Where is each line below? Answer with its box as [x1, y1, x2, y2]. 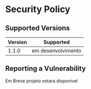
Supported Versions [5, 24, 70, 32]
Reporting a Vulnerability [5, 64, 86, 73]
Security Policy [5, 4, 71, 15]
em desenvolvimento [32, 47, 82, 54]
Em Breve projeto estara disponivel [5, 77, 78, 84]
